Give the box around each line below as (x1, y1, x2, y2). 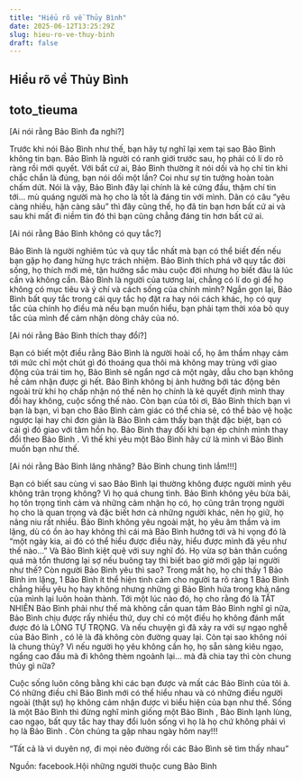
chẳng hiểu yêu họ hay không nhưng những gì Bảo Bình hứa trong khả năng (9, 583, 290, 595)
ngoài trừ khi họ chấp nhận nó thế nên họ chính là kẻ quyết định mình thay (9, 386, 286, 397)
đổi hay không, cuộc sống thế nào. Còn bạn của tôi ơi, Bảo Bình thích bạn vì (9, 396, 291, 407)
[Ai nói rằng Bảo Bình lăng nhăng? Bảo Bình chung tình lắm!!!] (9, 461, 237, 472)
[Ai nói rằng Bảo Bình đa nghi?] (9, 126, 124, 137)
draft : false (9, 38, 59, 48)
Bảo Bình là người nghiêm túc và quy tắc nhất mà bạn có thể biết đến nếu (9, 245, 282, 257)
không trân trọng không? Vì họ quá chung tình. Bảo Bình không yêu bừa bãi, (9, 488, 291, 499)
